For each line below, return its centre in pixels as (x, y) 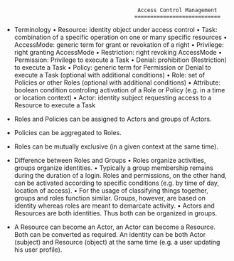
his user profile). (38, 250)
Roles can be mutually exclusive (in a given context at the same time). (116, 147)
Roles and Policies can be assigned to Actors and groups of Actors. (113, 119)
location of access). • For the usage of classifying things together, (111, 191)
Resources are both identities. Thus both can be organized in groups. (116, 213)
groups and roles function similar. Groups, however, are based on (110, 198)
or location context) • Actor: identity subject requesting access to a (113, 97)
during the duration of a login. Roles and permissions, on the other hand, (121, 175)
